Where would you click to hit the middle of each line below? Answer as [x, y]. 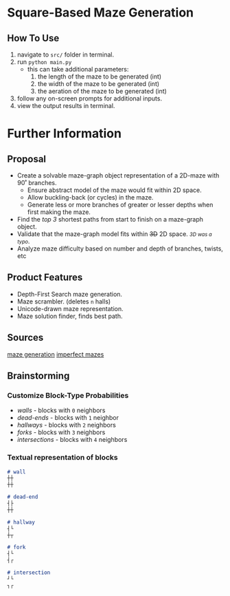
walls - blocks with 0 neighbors [61, 410]
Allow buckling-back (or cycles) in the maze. [90, 197]
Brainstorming [38, 376]
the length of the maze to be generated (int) [100, 76]
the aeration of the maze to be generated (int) [102, 91]
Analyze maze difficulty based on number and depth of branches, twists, [120, 248]
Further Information [65, 134]
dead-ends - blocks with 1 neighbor [68, 418]
